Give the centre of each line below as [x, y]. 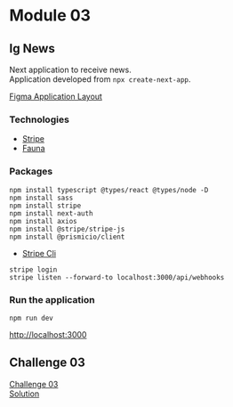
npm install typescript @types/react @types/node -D [109, 190]
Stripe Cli [39, 253]
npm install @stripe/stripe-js [67, 229]
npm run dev [31, 318]
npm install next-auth [51, 213]
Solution [24, 394]
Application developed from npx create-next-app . [100, 79]
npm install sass [41, 198]
